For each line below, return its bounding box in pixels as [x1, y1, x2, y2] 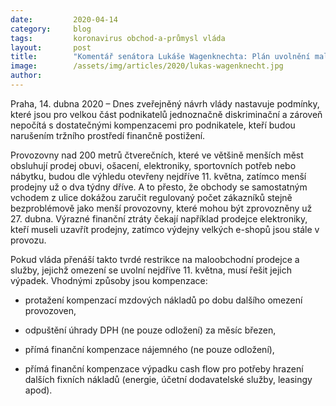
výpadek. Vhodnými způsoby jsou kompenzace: [10, 274, 208, 286]
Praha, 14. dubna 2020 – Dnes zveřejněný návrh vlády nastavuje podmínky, [10, 97, 320, 110]
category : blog [10, 24, 92, 34]
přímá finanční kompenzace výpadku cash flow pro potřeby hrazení [24, 362, 304, 375]
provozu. [10, 234, 47, 246]
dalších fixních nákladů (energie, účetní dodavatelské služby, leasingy [24, 373, 313, 385]
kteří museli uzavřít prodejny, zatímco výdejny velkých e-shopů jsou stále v [10, 223, 320, 235]
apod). [24, 384, 53, 396]
